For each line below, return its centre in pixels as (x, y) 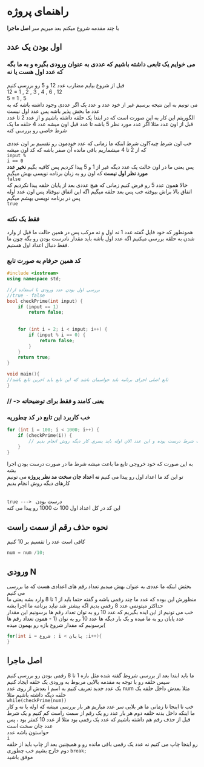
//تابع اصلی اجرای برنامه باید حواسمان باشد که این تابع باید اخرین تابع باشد (88, 380)
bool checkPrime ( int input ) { (45, 301)
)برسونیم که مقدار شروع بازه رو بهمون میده (56, 625)
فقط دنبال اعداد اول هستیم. (38, 245)
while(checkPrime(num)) (37, 700)
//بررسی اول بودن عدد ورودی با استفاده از (54, 289)
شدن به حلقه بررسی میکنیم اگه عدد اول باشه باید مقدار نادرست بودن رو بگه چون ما (101, 238)
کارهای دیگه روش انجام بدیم (38, 483)
